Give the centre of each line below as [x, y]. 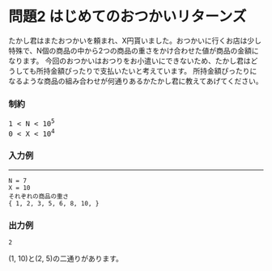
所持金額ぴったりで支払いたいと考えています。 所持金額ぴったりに [147, 70]
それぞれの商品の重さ [38, 196]
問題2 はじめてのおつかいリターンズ [127, 17]
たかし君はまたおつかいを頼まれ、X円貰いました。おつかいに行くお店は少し [135, 40]
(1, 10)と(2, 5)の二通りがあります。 [66, 259]
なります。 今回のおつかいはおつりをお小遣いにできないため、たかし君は [130, 61]
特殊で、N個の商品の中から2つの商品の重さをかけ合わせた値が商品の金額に [134, 50]
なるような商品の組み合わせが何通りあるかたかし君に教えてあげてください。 [136, 81]
